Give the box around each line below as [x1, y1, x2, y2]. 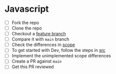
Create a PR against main [11, 58, 62, 64]
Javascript [4, 3, 49, 15]
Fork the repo [11, 20, 40, 25]
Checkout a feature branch [11, 31, 66, 37]
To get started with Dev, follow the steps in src [11, 48, 106, 53]
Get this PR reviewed [11, 64, 54, 70]
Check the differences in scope [11, 42, 75, 48]
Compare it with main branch [11, 36, 70, 42]
